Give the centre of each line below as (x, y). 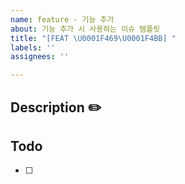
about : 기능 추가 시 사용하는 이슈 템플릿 (85, 29)
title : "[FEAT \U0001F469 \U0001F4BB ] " (93, 38)
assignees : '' (40, 57)
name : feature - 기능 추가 (62, 19)
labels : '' (33, 47)
